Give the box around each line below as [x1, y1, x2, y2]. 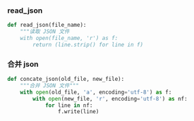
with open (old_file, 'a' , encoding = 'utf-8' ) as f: [20, 89, 172, 96]
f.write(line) [57, 108, 99, 115]
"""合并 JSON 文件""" [20, 82, 80, 89]
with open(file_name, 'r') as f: [20, 34, 119, 42]
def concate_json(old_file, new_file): [7, 76, 125, 83]
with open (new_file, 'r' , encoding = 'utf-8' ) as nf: [32, 95, 188, 102]
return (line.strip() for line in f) [32, 41, 143, 48]
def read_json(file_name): [7, 22, 87, 29]
